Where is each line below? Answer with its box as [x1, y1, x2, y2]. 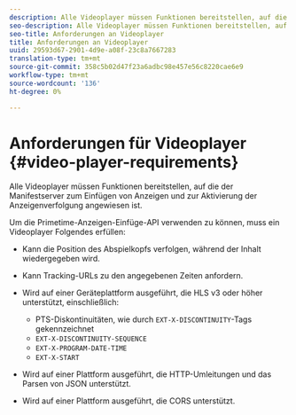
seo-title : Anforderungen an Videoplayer [9, 29, 165, 38]
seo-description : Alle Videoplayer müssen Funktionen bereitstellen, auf [9, 21, 288, 30]
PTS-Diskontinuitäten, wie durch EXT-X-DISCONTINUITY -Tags [35, 314, 253, 325]
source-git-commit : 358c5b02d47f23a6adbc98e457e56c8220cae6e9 [9, 63, 244, 72]
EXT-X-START [35, 354, 80, 363]
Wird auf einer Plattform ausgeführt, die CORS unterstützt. [21, 395, 236, 406]
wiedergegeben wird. [21, 254, 100, 264]
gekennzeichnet [35, 324, 95, 334]
